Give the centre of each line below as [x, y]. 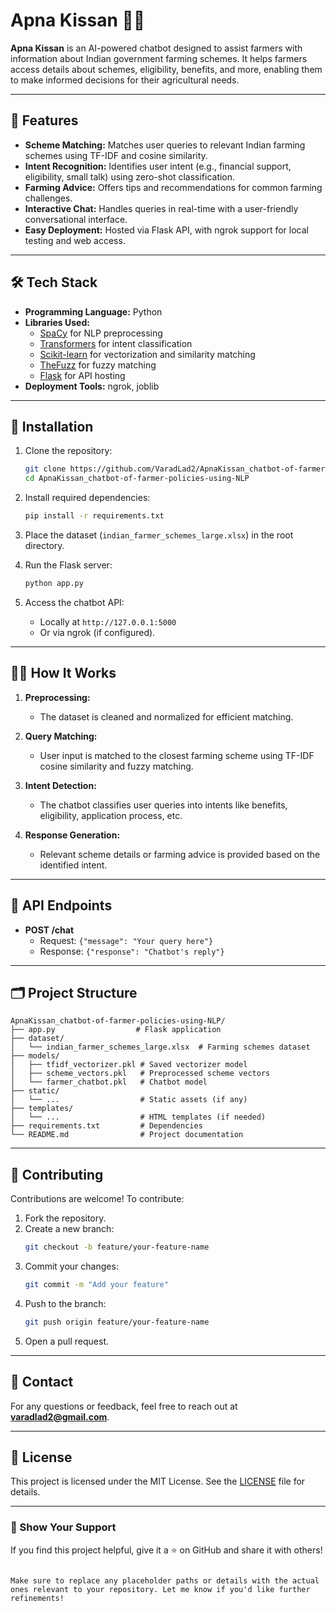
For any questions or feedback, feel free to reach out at [124, 1406]
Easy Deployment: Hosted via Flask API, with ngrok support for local [166, 230]
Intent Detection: [60, 785]
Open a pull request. [67, 1341]
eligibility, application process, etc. [111, 815]
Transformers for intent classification [116, 343]
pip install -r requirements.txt [94, 516]
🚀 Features [44, 120]
